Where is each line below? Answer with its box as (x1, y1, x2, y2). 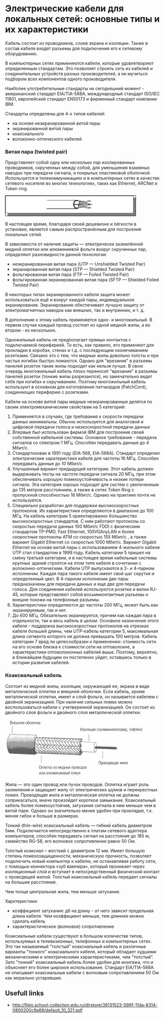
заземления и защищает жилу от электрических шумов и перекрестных (5, 786, 158, 792)
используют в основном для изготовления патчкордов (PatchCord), (5, 384, 147, 390)
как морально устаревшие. (5, 975, 62, 981)
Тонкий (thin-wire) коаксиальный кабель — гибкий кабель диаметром (5, 822, 152, 828)
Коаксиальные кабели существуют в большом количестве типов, (5, 933, 143, 939)
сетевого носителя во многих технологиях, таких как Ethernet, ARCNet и (5, 180, 158, 186)
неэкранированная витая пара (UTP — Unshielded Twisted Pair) (12, 261, 146, 267)
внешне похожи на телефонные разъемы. (12, 597, 100, 603)
